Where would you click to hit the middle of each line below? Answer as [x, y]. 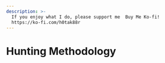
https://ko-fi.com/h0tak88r [46, 22]
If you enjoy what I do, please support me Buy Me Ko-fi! [86, 17]
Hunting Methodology [61, 51]
